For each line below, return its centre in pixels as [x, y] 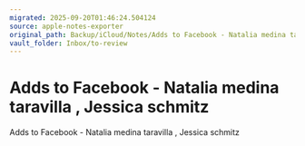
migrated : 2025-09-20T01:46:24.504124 [83, 18]
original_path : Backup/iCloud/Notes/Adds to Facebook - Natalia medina [148, 34]
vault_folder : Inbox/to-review [69, 43]
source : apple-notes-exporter [67, 26]
